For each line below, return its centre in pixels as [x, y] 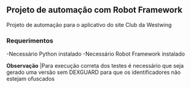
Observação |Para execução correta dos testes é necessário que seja [95, 66]
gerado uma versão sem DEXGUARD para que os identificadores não [94, 72]
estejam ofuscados [31, 79]
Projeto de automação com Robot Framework [95, 10]
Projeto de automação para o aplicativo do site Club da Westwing [89, 24]
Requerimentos [30, 40]
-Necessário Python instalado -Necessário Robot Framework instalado [96, 54]
